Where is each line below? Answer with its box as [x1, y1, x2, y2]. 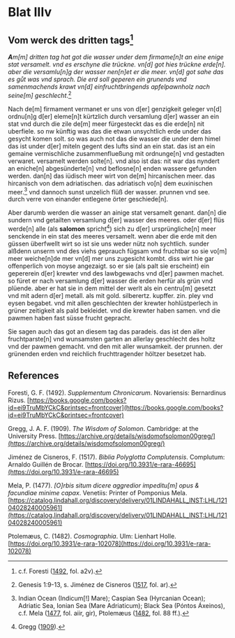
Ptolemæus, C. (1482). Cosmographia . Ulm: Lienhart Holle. [8, 532, 176, 540]
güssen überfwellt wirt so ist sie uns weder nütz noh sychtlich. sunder [8, 239, 210, 248]
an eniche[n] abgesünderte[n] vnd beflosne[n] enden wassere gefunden [8, 164, 217, 172]
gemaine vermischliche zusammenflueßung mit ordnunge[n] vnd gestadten [8, 149, 225, 157]
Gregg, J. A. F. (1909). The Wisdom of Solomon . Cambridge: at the [8, 424, 199, 432]
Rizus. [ [8, 396, 30, 404]
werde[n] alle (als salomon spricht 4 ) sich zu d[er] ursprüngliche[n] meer [8, 223, 216, 233]
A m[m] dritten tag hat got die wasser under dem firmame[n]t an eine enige [8, 53, 224, 61]
